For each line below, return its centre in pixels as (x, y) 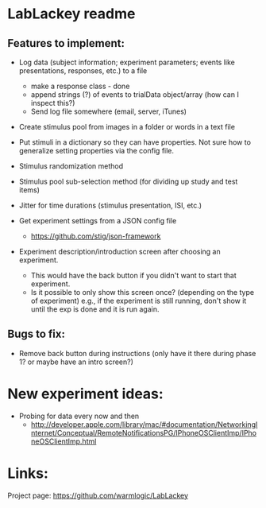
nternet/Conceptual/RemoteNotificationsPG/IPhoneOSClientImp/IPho (144, 432)
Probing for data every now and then (79, 416)
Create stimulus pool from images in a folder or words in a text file (127, 127)
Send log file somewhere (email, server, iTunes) (109, 111)
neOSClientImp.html (64, 441)
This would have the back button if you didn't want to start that (133, 275)
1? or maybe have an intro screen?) (76, 362)
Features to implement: (66, 43)
